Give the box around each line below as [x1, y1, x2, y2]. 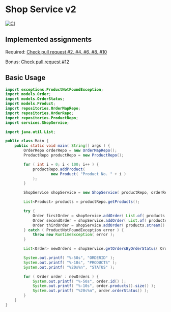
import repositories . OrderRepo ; [5, 111, 74, 116]
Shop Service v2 [5, 4, 76, 15]
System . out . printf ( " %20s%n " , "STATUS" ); [23, 265, 115, 270]
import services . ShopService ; [5, 120, 70, 125]
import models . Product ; [5, 101, 56, 107]
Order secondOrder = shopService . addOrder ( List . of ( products [32, 218, 167, 223]
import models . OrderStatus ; [5, 96, 65, 101]
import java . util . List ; [5, 129, 56, 135]
